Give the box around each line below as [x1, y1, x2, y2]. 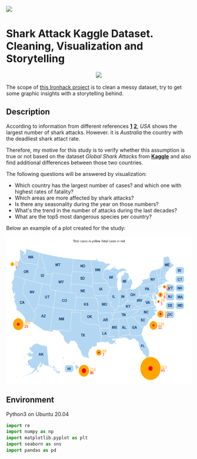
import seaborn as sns [6, 441, 62, 447]
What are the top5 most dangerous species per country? [14, 213, 152, 220]
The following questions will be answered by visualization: [6, 170, 147, 177]
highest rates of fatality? [14, 188, 74, 195]
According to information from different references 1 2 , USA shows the [6, 122, 178, 129]
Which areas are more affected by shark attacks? [14, 194, 134, 201]
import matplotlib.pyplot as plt [6, 435, 88, 441]
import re [6, 423, 31, 428]
